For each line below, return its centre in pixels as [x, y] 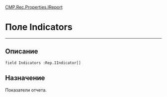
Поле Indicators [39, 27]
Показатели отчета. [26, 90]
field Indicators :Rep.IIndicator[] [43, 63]
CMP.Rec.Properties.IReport [34, 7]
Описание [22, 51]
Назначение [25, 78]
